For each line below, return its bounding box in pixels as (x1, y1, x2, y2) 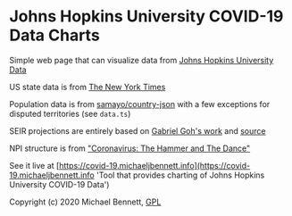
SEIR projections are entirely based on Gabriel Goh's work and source (9, 125, 266, 136)
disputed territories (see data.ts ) (9, 108, 131, 119)
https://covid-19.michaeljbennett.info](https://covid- (59, 160, 251, 170)
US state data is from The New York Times (9, 81, 166, 92)
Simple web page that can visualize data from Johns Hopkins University (9, 54, 274, 65)
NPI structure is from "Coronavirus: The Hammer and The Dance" (9, 143, 251, 154)
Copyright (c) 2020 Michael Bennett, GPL (9, 196, 162, 207)
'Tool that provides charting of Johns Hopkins (96, 170, 265, 180)
